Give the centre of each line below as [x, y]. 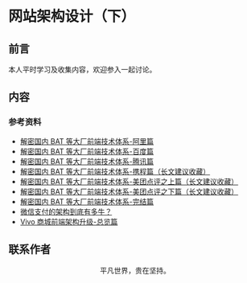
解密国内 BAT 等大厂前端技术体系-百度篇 [87, 151]
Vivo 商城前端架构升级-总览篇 [69, 221]
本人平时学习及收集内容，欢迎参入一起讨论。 [82, 70]
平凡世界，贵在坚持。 [135, 270]
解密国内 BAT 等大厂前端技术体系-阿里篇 [87, 141]
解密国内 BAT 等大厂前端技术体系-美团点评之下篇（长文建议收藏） [129, 191]
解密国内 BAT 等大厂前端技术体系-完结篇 [87, 201]
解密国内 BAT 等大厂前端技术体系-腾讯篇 [87, 161]
